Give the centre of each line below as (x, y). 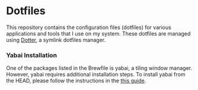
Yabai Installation (32, 55)
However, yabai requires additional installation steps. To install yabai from (96, 75)
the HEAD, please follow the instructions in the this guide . (76, 81)
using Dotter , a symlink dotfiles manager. (56, 40)
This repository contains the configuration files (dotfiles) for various (89, 27)
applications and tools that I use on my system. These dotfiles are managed (98, 33)
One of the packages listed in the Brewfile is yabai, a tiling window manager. (99, 68)
